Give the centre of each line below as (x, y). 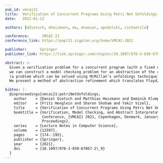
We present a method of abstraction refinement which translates (77, 81)
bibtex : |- (16, 90)
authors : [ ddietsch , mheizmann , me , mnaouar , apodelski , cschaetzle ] (77, 27)
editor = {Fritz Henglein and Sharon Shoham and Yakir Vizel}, (82, 103)
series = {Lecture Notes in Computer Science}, (66, 126)
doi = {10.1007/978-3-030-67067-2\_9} (59, 148)
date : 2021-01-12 (25, 18)
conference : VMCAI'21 (32, 36)
